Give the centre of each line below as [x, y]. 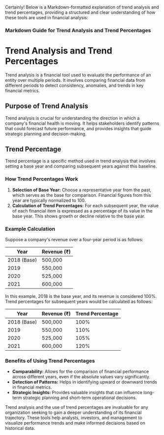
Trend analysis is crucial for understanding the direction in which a [72, 118]
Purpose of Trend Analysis [47, 106]
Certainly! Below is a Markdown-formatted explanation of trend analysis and [82, 7]
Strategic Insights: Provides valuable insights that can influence [77, 393]
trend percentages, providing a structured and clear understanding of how [80, 12]
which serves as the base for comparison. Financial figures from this [82, 195]
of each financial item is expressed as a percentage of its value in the [82, 211]
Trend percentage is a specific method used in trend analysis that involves [80, 161]
